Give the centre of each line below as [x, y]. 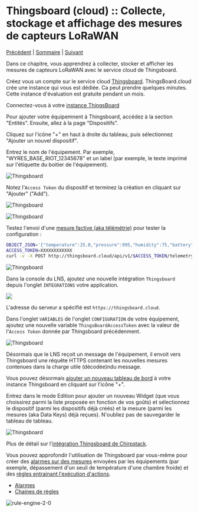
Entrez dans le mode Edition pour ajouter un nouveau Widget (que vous [93, 395]
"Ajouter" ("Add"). [28, 193]
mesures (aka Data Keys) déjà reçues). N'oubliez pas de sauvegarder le [93, 414]
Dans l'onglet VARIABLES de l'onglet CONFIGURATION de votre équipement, [93, 319]
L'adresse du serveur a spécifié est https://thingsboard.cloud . [83, 307]
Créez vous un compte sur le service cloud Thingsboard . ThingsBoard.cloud [99, 81]
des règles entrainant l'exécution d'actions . [58, 474]
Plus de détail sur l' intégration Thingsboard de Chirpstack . [77, 444]
